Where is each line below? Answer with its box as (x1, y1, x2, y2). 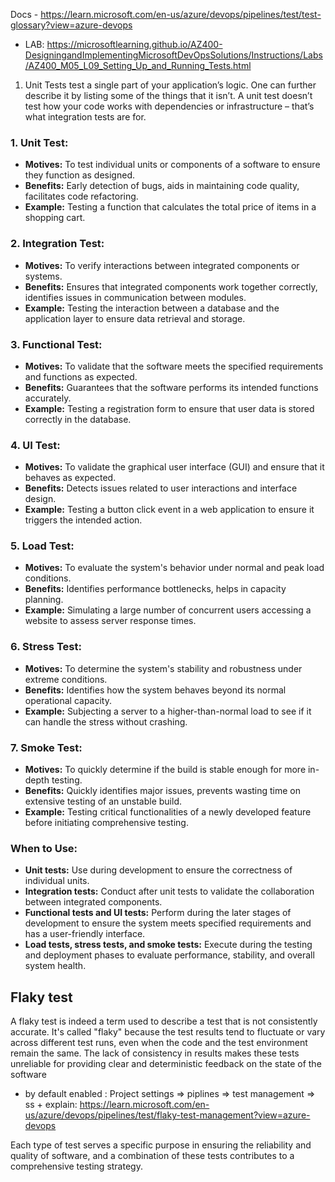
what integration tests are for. (24, 111, 147, 123)
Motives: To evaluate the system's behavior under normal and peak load (24, 562, 325, 574)
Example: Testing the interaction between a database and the (24, 302, 280, 314)
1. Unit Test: (10, 135, 69, 149)
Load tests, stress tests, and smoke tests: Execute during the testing (24, 939, 313, 951)
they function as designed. (24, 169, 135, 181)
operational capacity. (24, 694, 112, 706)
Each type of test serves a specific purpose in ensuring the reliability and (10, 1139, 312, 1151)
